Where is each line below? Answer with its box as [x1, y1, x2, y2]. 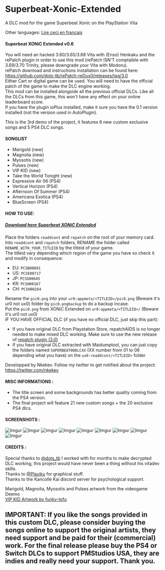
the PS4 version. [12, 395, 46, 401]
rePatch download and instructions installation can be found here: [5, 68, 139, 74]
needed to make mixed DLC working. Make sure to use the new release [12, 331, 157, 337]
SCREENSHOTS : [5, 416, 40, 422]
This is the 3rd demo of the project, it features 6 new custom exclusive [5, 119, 149, 125]
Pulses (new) [12, 162, 39, 169]
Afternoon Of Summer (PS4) [12, 189, 70, 195]
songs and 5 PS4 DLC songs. [5, 125, 65, 131]
